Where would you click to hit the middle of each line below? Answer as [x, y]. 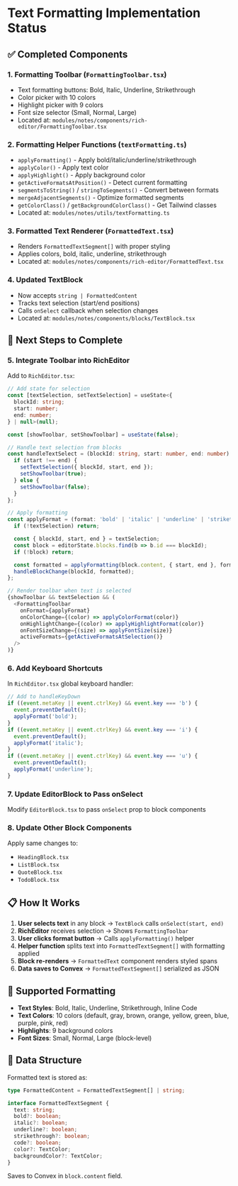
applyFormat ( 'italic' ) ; [49, 743]
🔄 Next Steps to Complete [65, 341]
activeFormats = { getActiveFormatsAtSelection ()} [91, 637]
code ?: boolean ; [38, 1143]
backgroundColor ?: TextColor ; [58, 1156]
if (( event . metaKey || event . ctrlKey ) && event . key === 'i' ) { [103, 729]
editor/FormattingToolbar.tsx [62, 127]
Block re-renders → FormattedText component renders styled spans [118, 961]
